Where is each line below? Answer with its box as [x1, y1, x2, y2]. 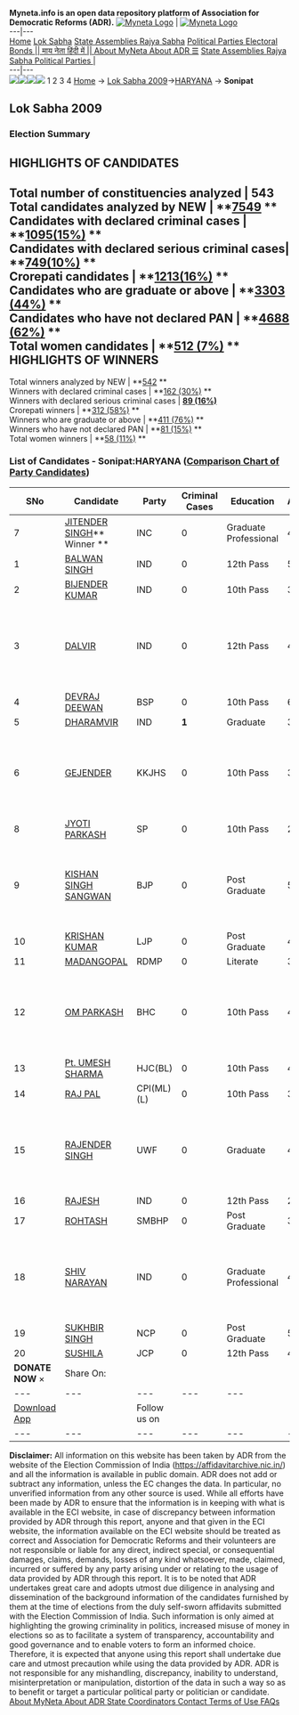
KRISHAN [64, 930, 105, 942]
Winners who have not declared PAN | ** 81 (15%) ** [9, 423, 203, 435]
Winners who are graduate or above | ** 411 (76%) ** [9, 414, 205, 425]
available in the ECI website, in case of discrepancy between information [9, 1507, 276, 1517]
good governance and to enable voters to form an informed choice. [9, 1638, 256, 1650]
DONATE [13, 1361, 52, 1374]
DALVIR [64, 639, 96, 652]
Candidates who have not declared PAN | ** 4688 [9, 311, 290, 326]
